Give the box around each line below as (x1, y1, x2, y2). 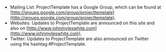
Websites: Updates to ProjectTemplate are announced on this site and (10, 20, 155, 26)
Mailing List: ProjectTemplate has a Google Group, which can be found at (10, 4, 161, 10)
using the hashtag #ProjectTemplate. (10, 41, 87, 47)
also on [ (10, 25, 29, 31)
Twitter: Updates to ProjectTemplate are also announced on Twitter (10, 36, 149, 42)
